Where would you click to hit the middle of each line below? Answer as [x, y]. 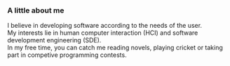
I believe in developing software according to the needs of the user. [104, 26]
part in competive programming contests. [67, 55]
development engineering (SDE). [54, 40]
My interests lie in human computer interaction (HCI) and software [103, 33]
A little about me [36, 10]
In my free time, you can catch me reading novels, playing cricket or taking [115, 48]
